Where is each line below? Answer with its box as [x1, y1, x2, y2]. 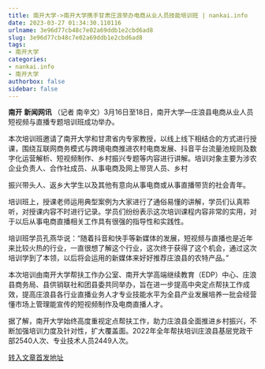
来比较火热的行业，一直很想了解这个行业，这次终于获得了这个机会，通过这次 [8, 244, 257, 253]
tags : [8, 41, 26, 49]
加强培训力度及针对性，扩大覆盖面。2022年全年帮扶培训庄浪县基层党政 [14, 326, 247, 336]
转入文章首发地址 [8, 352, 64, 363]
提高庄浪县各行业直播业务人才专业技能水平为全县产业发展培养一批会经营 [21, 289, 257, 300]
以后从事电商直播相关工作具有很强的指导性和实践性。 [14, 217, 188, 226]
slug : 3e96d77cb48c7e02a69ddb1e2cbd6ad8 [8, 33, 144, 42]
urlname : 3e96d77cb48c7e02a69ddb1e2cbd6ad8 [8, 26, 154, 34]
